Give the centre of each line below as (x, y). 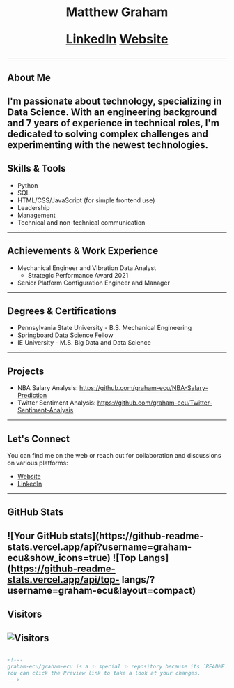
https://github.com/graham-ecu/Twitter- (155, 403)
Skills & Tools (37, 169)
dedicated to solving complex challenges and (108, 134)
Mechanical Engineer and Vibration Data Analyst (87, 268)
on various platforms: (38, 463)
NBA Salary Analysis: (47, 388)
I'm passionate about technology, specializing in (115, 101)
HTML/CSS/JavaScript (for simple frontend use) (86, 200)
